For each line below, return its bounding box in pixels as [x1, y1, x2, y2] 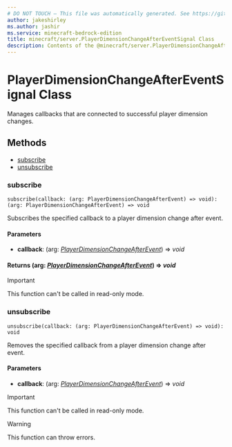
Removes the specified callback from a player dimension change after [7, 340, 206, 349]
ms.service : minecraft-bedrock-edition [7, 29, 122, 37]
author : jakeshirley [7, 17, 67, 24]
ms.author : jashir [7, 23, 60, 30]
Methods [7, 137, 47, 149]
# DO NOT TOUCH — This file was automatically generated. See [7, 10, 190, 17]
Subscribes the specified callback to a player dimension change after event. [7, 214, 223, 222]
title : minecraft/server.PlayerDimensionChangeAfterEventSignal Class [7, 36, 215, 43]
